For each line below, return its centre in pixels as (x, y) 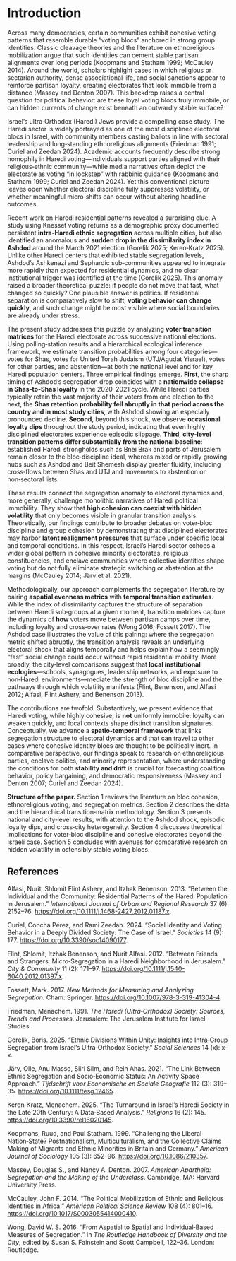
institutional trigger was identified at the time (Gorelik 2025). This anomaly (115, 278)
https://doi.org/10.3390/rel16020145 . (61, 1120)
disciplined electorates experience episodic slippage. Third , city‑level (109, 434)
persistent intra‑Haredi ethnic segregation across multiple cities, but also (115, 233)
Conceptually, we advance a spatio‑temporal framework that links (105, 730)
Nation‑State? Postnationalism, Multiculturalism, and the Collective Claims (114, 1141)
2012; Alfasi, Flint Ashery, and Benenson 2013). (76, 694)
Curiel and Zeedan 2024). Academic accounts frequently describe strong (114, 151)
